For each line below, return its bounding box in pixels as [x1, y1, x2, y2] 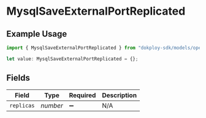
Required [69, 90, 96, 99]
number [40, 101, 63, 109]
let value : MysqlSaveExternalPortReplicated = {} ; [6, 56, 139, 62]
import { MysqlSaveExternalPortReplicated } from [6, 45, 136, 51]
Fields [6, 73, 31, 83]
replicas [9, 102, 35, 109]
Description [102, 90, 137, 99]
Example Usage [6, 29, 67, 39]
